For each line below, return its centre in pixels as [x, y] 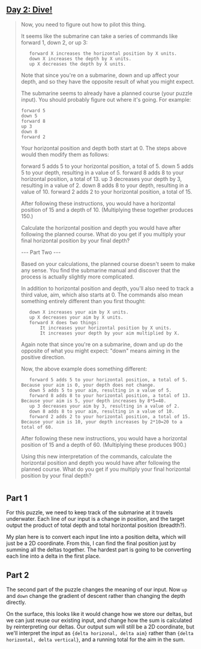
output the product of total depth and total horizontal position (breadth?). [96, 525]
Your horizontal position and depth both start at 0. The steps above [104, 148]
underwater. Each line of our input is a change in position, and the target [95, 519]
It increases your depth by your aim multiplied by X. [110, 333]
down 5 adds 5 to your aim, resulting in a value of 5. [100, 390]
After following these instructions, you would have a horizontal [98, 203]
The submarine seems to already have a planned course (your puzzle [107, 93]
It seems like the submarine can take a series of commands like [99, 36]
